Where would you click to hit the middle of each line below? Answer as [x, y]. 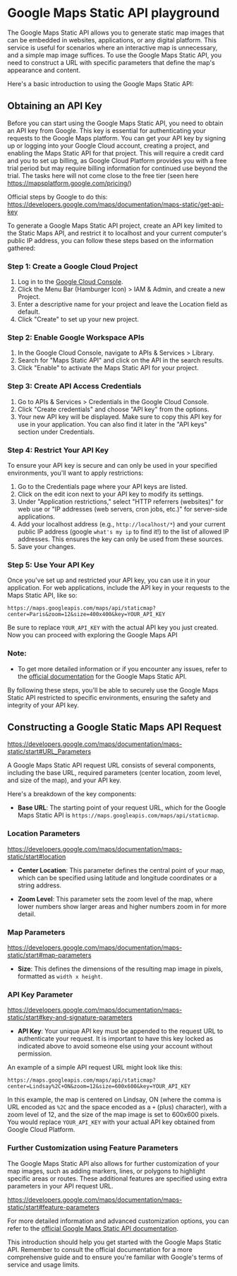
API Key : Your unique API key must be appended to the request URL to [120, 1031]
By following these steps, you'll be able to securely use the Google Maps [113, 690]
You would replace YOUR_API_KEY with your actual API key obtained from [111, 1122]
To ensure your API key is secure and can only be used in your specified [112, 465]
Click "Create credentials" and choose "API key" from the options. [113, 409]
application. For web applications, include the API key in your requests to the [119, 588]
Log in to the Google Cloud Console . [70, 282]
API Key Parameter [40, 994]
